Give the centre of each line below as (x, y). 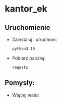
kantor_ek (26, 9)
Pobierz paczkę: (29, 58)
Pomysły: (20, 83)
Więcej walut (25, 95)
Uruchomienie (27, 28)
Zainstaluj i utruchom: (35, 39)
